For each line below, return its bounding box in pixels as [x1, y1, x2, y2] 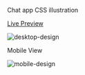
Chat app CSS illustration [7, 6, 79, 14]
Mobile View [7, 47, 43, 54]
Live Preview [7, 19, 44, 27]
